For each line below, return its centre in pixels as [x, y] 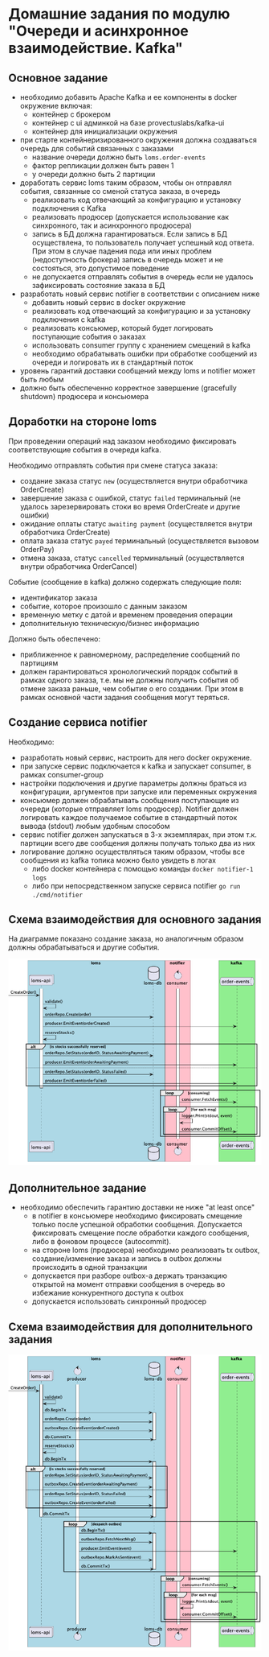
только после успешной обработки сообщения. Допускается [137, 1225]
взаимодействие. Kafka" [96, 48]
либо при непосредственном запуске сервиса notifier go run [136, 885]
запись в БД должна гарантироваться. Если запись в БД [130, 234]
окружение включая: [56, 106]
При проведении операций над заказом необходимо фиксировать [122, 441]
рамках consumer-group [61, 774]
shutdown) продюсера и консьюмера [84, 396]
